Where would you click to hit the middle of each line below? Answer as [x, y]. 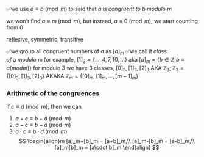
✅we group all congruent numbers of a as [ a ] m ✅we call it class [87, 52]
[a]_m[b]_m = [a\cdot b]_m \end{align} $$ [107, 148]
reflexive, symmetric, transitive [45, 39]
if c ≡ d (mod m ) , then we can [44, 107]
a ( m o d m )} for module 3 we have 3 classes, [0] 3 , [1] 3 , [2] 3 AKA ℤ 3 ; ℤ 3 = [95, 68]
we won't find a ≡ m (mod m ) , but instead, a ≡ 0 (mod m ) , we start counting [102, 21]
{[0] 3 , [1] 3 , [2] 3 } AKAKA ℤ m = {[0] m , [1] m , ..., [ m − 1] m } [72, 77]
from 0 [15, 27]
